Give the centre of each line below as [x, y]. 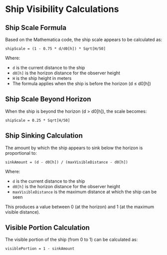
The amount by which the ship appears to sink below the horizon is [74, 148]
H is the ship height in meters [42, 78]
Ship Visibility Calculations [62, 9]
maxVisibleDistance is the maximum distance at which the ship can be [84, 192]
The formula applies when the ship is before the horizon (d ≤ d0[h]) [82, 84]
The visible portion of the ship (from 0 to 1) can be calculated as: [72, 240]
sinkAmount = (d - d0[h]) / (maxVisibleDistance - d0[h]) [67, 162]
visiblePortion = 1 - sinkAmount [40, 249]
